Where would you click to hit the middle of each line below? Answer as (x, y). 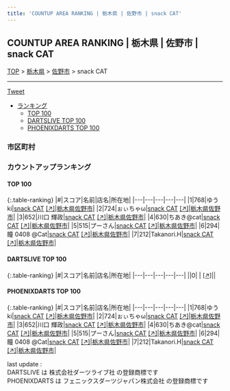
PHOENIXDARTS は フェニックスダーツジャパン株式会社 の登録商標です (108, 381)
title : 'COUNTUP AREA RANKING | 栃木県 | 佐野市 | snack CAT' (94, 13)
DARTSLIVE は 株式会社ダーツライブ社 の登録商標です (83, 372)
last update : (25, 364)
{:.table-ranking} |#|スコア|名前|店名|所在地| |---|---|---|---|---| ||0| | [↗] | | (112, 275)
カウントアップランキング (49, 167)
